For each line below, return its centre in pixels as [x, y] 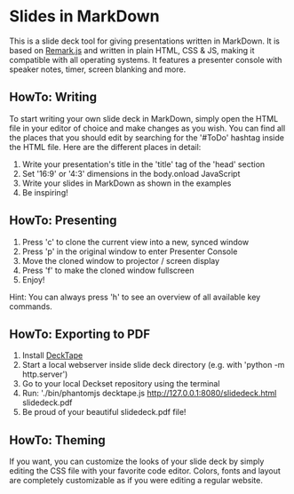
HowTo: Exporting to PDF [80, 334]
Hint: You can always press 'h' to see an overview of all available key [135, 297]
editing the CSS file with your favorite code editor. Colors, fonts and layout [145, 471]
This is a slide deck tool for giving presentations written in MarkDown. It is [144, 41]
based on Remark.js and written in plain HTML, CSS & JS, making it [132, 50]
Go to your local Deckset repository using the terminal [121, 384]
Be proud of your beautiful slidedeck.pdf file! [104, 412]
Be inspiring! [45, 192]
